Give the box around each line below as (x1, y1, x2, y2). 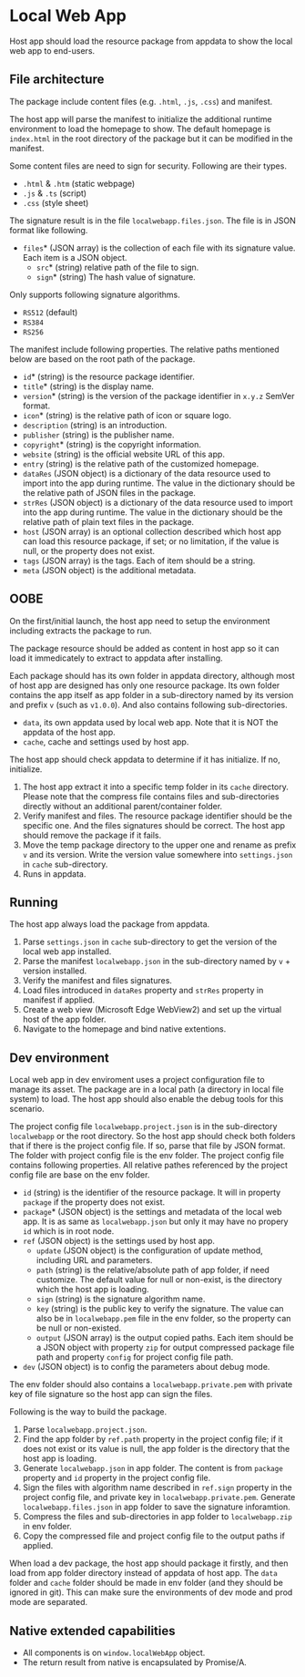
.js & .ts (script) (22, 188, 87, 199)
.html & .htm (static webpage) (22, 178, 136, 189)
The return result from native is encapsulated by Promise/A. (22, 1657, 248, 1668)
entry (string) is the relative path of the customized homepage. (22, 458, 259, 469)
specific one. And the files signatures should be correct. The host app (22, 819, 285, 830)
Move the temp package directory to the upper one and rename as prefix (22, 839, 297, 850)
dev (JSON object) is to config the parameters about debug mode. (22, 1362, 270, 1373)
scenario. (9, 1104, 45, 1115)
